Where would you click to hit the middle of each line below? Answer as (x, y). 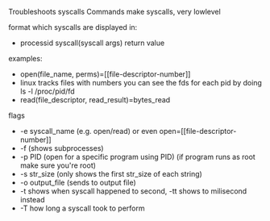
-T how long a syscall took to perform (82, 208)
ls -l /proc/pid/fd (47, 91)
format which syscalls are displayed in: (73, 27)
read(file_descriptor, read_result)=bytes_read (95, 100)
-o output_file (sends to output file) (78, 182)
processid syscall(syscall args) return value (92, 43)
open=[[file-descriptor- (198, 131)
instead (33, 200)
